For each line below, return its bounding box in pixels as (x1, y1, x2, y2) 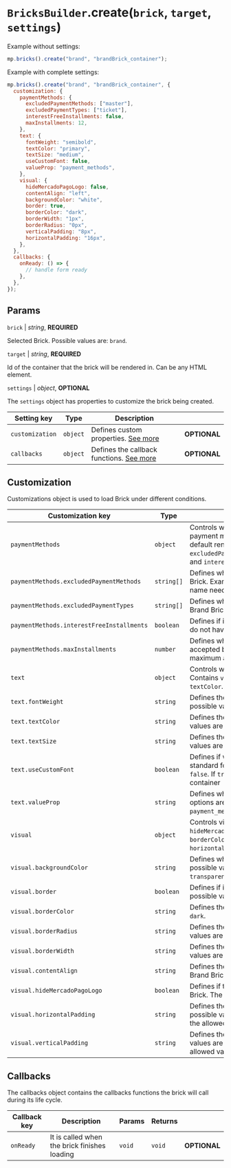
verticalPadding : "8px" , (25, 228, 97, 235)
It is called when (49, 1132, 103, 1142)
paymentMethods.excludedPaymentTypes (10, 602, 134, 610)
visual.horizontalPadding (10, 1011, 96, 1019)
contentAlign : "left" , (25, 190, 91, 197)
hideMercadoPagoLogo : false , (25, 184, 109, 190)
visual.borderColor (10, 907, 74, 916)
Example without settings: (7, 42, 80, 50)
